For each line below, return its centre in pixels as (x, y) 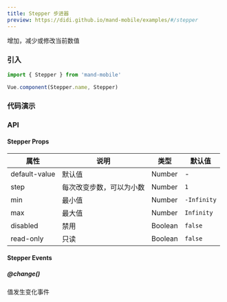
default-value (33, 174)
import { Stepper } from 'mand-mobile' (64, 74)
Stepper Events (30, 258)
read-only (27, 239)
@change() (24, 274)
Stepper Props (28, 141)
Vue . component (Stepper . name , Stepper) (63, 87)
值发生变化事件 (28, 292)
